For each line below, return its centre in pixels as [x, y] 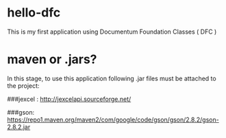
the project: [23, 85]
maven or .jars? [52, 59]
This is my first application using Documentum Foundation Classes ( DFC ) [112, 32]
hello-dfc [34, 13]
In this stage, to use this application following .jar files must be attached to [112, 78]
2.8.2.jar [19, 127]
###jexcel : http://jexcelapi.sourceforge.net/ [69, 99]
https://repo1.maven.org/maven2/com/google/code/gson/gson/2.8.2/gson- [113, 119]
